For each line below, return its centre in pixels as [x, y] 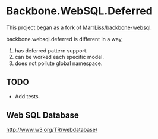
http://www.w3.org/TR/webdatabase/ [52, 129]
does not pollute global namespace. [59, 63]
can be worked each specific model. [59, 57]
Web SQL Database [42, 115]
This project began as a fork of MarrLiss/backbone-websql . [79, 27]
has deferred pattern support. [51, 50]
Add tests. [27, 96]
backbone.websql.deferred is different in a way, [64, 39]
